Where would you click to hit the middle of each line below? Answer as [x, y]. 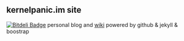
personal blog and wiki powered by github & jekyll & [112, 24]
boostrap [18, 31]
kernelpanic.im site [44, 10]
